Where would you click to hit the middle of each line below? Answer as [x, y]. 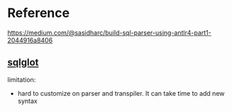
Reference [38, 13]
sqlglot [23, 63]
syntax [27, 101]
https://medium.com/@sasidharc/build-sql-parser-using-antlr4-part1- [109, 33]
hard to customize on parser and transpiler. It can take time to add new [121, 93]
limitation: [22, 79]
